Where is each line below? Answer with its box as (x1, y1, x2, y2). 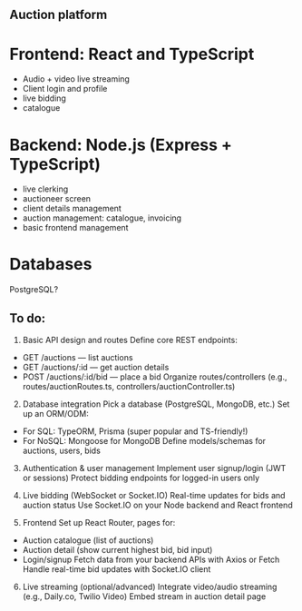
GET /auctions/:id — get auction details (22, 362, 170, 373)
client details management (22, 203, 122, 214)
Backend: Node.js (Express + (9, 134, 233, 155)
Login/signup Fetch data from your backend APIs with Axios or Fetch (22, 554, 280, 566)
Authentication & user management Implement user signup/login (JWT (22, 463, 287, 474)
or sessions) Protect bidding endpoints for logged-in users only (22, 472, 260, 484)
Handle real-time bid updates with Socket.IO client (22, 564, 211, 575)
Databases (9, 254, 93, 275)
